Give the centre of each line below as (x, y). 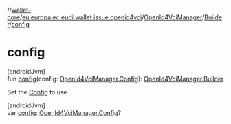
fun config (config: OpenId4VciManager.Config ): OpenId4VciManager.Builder (115, 79)
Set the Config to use (37, 92)
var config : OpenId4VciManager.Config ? (64, 112)
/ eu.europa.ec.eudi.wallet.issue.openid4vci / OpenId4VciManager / (112, 17)
